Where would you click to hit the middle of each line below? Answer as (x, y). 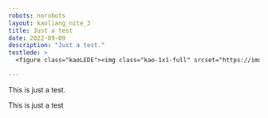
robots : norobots (37, 16)
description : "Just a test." (57, 45)
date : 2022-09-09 (37, 38)
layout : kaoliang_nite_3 (49, 23)
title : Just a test (41, 30)
